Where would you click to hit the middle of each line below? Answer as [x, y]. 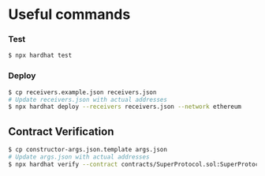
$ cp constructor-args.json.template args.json [88, 150]
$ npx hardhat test [40, 56]
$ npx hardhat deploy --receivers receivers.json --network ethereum [125, 107]
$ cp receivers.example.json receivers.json [82, 92]
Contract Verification [61, 131]
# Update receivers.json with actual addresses [88, 99]
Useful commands [69, 15]
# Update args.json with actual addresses [79, 157]
